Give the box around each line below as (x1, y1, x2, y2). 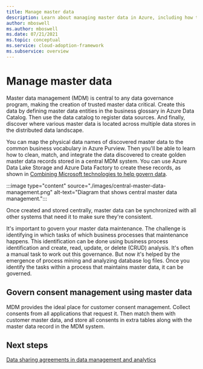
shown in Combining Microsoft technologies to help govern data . (6, 170, 167, 177)
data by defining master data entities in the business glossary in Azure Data (6, 107, 195, 114)
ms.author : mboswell (6, 25, 59, 32)
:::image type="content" (6, 182, 66, 189)
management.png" (6, 188, 53, 195)
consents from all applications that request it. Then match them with (6, 310, 176, 317)
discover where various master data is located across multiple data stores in (6, 120, 196, 127)
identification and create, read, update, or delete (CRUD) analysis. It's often (6, 244, 194, 251)
